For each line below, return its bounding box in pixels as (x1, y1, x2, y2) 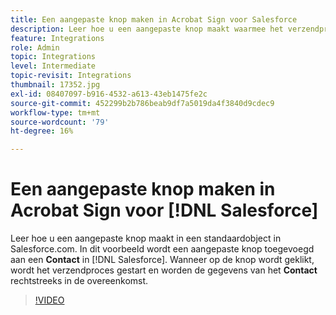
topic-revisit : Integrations (10, 71, 132, 81)
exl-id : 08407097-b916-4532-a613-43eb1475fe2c (10, 89, 208, 99)
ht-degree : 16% (10, 126, 74, 136)
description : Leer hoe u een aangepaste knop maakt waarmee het (10, 24, 284, 34)
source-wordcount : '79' (10, 117, 110, 127)
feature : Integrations (10, 33, 105, 43)
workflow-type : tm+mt (10, 107, 101, 118)
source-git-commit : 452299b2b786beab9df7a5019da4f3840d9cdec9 (10, 98, 275, 108)
